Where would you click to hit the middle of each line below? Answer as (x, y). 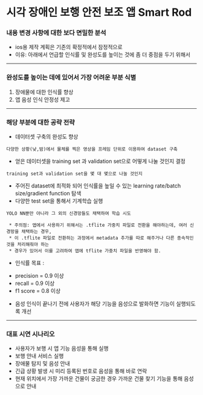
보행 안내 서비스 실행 (39, 356)
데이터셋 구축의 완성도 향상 (47, 137)
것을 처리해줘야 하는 (28, 245)
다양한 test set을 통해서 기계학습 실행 (59, 201)
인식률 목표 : (30, 263)
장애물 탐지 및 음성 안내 (43, 364)
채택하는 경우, (36, 232)
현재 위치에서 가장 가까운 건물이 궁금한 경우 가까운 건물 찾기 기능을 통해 (99, 379)
